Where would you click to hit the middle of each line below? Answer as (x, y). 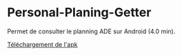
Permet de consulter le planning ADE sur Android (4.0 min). (91, 31)
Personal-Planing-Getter (79, 13)
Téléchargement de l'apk (42, 44)
